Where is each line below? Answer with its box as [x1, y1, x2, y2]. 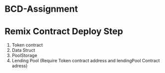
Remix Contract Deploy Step [4, 26, 123, 37]
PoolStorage [11, 52, 38, 58]
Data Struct [11, 48, 35, 53]
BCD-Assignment [4, 3, 78, 15]
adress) [11, 63, 28, 69]
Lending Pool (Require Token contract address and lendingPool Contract [11, 58, 160, 64]
